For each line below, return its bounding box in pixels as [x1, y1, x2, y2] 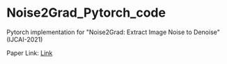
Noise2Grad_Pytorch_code [6, 5, 166, 21]
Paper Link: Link [6, 49, 53, 57]
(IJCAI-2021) [6, 35, 43, 43]
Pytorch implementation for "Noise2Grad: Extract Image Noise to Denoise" [6, 28, 221, 36]
